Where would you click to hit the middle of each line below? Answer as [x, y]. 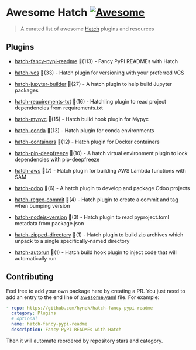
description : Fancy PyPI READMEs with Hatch [66, 330]
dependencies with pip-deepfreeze [57, 159]
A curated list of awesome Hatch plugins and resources [87, 29]
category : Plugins [34, 313]
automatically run [35, 258]
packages [27, 90]
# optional [25, 319]
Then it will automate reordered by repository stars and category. [85, 341]
